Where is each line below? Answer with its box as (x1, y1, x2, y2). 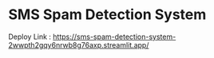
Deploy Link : (8, 32, 52, 41)
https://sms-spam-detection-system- (53, 32, 176, 41)
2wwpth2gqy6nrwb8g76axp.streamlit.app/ (8, 40, 149, 49)
